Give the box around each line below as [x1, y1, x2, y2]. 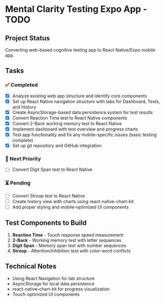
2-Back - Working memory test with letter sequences [12, 237, 121, 243]
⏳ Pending [5, 180, 31, 187]
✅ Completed [5, 81, 38, 88]
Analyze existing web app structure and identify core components [12, 93, 147, 99]
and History [12, 104, 36, 110]
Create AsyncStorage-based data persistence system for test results [12, 109, 153, 115]
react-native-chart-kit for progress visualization [12, 286, 110, 292]
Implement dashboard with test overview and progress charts [12, 126, 138, 132]
